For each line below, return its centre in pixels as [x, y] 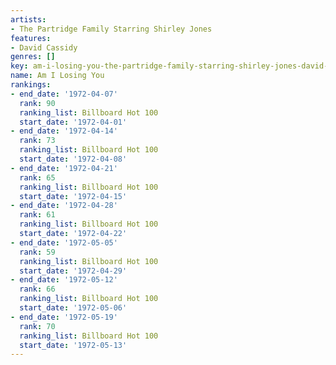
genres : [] [33, 57]
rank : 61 [37, 215]
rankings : [31, 85]
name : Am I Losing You [57, 76]
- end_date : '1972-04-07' [64, 94]
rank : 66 [37, 289]
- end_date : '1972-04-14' [64, 131]
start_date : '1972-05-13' [73, 345]
